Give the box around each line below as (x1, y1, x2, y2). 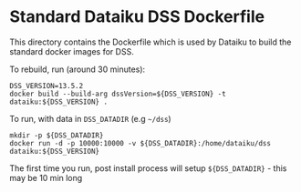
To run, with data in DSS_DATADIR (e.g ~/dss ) (9, 113, 171, 124)
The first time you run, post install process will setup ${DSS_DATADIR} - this (9, 162, 287, 174)
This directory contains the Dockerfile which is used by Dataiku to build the (9, 36, 292, 47)
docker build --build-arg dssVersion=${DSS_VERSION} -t (9, 89, 226, 98)
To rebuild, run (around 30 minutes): (9, 64, 146, 75)
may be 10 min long (9, 172, 83, 183)
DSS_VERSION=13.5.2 (9, 81, 84, 90)
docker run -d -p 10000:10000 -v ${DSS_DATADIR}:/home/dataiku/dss (9, 138, 272, 147)
